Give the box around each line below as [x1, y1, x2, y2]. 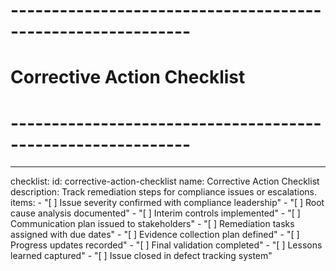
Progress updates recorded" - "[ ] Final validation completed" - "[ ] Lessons [10, 239, 323, 251]
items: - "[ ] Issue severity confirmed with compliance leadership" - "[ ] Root [10, 197, 325, 209]
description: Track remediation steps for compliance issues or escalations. [10, 186, 318, 198]
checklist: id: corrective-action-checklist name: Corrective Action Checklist [10, 175, 320, 188]
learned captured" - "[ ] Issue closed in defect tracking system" [10, 250, 273, 262]
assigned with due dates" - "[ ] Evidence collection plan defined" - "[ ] [10, 229, 300, 241]
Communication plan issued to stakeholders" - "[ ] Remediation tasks [10, 218, 295, 230]
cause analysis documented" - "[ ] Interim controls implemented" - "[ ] [10, 207, 301, 219]
